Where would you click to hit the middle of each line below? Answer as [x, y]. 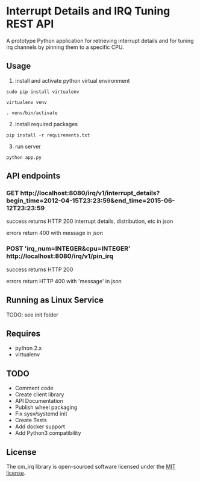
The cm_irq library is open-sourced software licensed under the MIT [91, 466]
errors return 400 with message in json [55, 233]
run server [28, 146]
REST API [30, 24]
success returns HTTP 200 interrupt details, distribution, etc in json [90, 221]
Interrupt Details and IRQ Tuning [88, 11]
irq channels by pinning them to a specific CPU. [65, 47]
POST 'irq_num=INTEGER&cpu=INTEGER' [68, 249]
